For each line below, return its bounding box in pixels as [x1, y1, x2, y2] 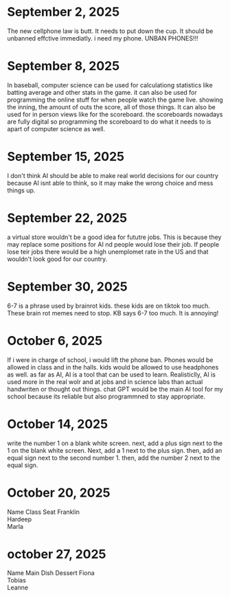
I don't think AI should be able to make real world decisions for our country [7, 171, 218, 179]
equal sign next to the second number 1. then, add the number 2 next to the [7, 453, 220, 462]
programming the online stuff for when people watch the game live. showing [7, 95, 223, 104]
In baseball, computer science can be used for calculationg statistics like [7, 80, 213, 89]
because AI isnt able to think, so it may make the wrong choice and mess [7, 179, 214, 187]
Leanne [7, 583, 29, 592]
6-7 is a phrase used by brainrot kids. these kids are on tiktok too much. [7, 302, 211, 310]
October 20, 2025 [7, 485, 111, 500]
